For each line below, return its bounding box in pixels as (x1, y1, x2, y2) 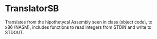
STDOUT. (5, 29, 24, 35)
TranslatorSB (5, 3, 59, 14)
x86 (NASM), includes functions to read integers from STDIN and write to (5, 24, 152, 30)
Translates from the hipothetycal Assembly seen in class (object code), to (5, 19, 153, 25)
